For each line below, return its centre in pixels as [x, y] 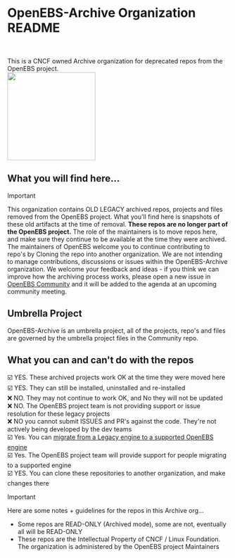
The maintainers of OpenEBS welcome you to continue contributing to [109, 246]
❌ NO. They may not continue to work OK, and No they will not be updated [115, 398]
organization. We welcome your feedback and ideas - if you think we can [113, 269]
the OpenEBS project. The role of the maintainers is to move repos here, [113, 232]
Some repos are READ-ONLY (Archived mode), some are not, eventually [122, 524]
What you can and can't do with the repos [101, 360]
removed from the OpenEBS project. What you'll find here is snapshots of [114, 217]
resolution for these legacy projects [59, 414]
